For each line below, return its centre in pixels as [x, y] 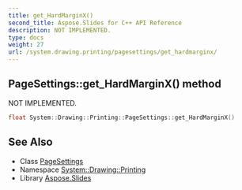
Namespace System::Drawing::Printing [83, 170]
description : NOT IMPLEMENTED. [60, 30]
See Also [30, 142]
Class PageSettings [51, 161]
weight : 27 [26, 45]
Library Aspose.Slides [55, 177]
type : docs [26, 37]
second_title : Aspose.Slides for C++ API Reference [95, 23]
